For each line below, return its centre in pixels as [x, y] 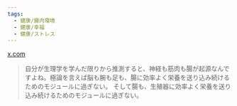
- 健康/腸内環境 [34, 21]
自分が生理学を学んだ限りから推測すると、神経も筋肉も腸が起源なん [124, 69]
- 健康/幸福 [29, 27]
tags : [15, 14]
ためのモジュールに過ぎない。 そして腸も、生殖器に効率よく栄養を [121, 87]
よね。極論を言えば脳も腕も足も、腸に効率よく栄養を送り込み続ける [131, 78]
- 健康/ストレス [34, 34]
